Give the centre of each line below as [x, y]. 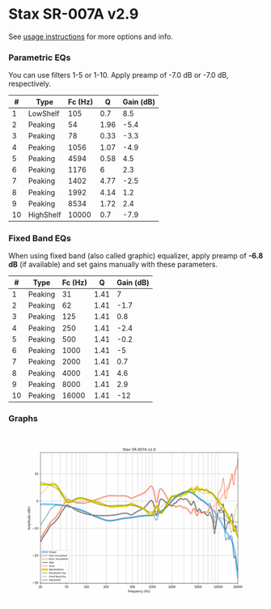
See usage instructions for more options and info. [91, 36]
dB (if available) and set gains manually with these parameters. [113, 265]
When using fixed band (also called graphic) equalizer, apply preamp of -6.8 [136, 256]
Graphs [23, 419]
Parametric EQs [40, 57]
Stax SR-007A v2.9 [74, 14]
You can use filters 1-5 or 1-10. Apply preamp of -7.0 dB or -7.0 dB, [119, 75]
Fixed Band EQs [40, 238]
